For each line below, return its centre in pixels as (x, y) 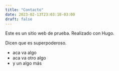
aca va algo (24, 52)
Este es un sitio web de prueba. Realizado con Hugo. (60, 33)
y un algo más (27, 63)
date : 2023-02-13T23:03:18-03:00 (40, 14)
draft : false (19, 19)
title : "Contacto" (24, 10)
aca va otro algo (29, 58)
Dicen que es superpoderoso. (36, 43)
